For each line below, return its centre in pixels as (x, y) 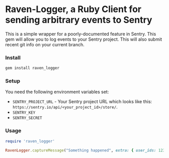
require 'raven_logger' (30, 141)
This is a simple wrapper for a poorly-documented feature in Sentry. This (81, 34)
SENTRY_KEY (24, 113)
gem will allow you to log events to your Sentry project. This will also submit (84, 39)
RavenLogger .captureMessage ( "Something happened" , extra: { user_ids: (81, 150)
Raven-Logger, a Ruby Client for (73, 9)
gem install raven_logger (32, 68)
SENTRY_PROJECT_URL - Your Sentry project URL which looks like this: (82, 102)
